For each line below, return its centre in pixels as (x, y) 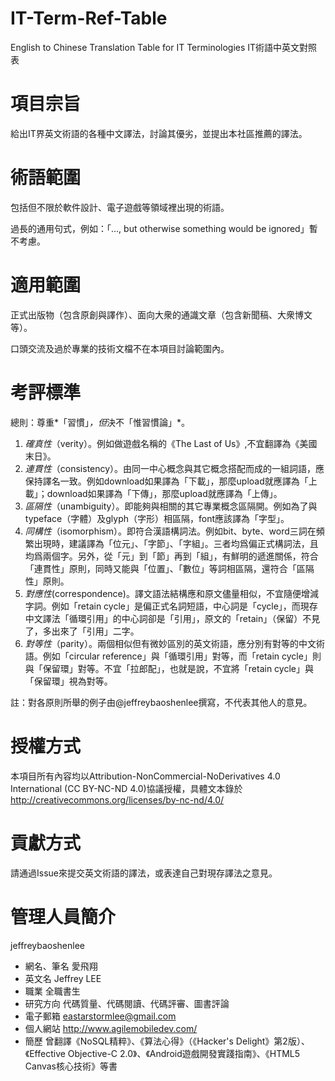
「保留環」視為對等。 (68, 681)
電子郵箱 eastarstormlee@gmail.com (100, 1016)
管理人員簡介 (63, 916)
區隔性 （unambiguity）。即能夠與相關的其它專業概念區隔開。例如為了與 (171, 506)
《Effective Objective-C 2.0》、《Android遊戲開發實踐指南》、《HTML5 (162, 1053)
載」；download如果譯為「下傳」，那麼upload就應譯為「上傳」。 (153, 493)
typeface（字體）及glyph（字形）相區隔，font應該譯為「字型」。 (157, 518)
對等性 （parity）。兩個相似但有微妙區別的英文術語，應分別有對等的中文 (170, 643)
